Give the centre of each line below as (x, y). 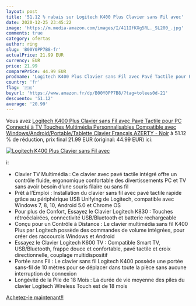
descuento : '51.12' (30, 98)
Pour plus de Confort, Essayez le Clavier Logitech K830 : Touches (94, 211)
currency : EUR (23, 60)
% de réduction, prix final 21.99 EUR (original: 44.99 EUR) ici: (79, 139)
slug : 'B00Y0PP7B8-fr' (34, 50)
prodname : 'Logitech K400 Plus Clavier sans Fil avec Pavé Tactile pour (96, 77)
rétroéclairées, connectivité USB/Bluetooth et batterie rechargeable (95, 218)
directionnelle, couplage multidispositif (61, 255)
